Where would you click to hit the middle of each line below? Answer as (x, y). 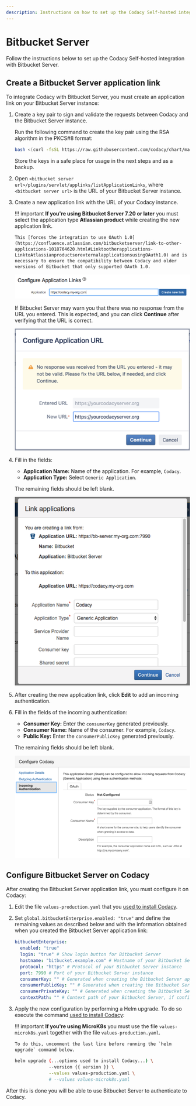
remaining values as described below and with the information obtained (100, 924)
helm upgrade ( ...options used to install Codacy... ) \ (84, 1061)
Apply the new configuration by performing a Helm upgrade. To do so (98, 1009)
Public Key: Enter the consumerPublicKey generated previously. (99, 736)
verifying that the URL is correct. (54, 321)
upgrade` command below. (45, 1050)
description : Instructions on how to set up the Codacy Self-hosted (91, 12)
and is (179, 255)
